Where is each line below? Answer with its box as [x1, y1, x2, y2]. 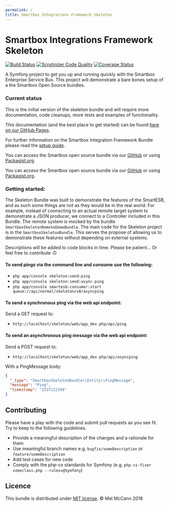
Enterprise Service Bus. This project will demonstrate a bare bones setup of [5, 77, 164, 83]
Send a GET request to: [5, 311, 54, 317]
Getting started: [5, 185, 46, 192]
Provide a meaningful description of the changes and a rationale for [12, 434, 154, 441]
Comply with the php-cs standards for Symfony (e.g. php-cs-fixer [12, 461, 151, 467]
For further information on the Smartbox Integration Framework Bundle [5, 137, 153, 143]
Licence [5, 482, 31, 490]
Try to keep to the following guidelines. [5, 425, 87, 431]
